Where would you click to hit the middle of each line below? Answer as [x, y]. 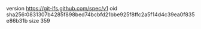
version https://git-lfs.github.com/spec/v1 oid [62, 8]
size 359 [39, 21]
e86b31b [17, 21]
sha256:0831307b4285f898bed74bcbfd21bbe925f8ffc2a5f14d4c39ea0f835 [100, 14]
